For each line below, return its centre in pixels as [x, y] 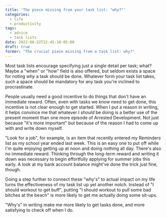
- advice [19, 33]
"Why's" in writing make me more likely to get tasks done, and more [75, 205]
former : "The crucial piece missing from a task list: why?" [70, 51]
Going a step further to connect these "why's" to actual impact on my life [80, 179]
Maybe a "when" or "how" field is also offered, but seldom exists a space [80, 71]
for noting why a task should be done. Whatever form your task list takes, [80, 76]
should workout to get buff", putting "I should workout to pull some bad [78, 190]
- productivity [25, 24]
